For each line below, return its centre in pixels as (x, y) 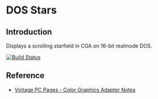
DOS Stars (31, 10)
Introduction (29, 32)
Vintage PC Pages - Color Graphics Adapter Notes (75, 90)
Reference (25, 76)
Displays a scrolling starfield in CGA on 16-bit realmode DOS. (79, 46)
